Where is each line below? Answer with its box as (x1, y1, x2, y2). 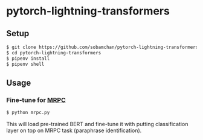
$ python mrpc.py (6, 110, 50, 116)
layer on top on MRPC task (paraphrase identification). (6, 127, 142, 134)
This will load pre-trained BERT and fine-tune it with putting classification (6, 121, 188, 128)
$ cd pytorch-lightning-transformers (6, 49, 101, 56)
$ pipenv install (6, 56, 50, 62)
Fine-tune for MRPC (6, 95, 66, 104)
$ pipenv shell (6, 61, 45, 67)
